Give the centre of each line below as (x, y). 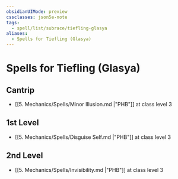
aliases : (17, 34)
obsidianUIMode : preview (37, 12)
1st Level (23, 123)
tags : (13, 22)
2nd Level (25, 156)
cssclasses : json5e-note (37, 17)
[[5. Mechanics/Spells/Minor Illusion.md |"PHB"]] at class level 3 (93, 104)
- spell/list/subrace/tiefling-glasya (60, 28)
